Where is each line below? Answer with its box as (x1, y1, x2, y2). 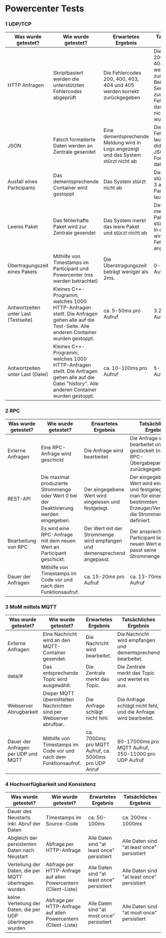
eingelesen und (83, 498, 120, 505)
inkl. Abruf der (7, 820, 41, 827)
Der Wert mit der (83, 525, 123, 532)
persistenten (7, 841, 37, 848)
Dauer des (7, 808, 32, 815)
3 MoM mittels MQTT (5, 603, 57, 610)
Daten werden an (53, 142, 93, 149)
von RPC (7, 543, 28, 550)
